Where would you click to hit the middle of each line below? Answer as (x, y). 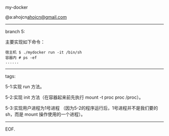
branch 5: (15, 31)
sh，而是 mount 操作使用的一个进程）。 (45, 114)
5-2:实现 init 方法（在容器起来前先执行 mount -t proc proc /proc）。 (74, 97)
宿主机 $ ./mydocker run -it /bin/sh (44, 52)
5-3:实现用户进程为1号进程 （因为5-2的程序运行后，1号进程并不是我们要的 (82, 108)
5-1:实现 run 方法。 (25, 87)
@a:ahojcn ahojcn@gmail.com (36, 17)
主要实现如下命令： (25, 42)
